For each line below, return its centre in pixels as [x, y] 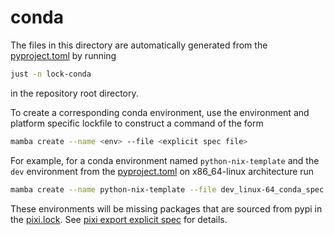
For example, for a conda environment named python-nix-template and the [165, 160]
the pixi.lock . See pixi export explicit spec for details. [119, 219]
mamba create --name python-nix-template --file [113, 189]
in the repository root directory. [74, 93]
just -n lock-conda [51, 74]
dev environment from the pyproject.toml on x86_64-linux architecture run [162, 171]
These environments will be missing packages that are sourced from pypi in [166, 208]
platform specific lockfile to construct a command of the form [137, 123]
